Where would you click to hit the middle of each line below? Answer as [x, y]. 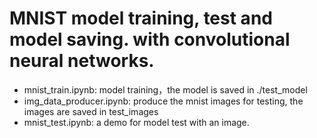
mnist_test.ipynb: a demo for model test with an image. [136, 122]
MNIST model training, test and [141, 18]
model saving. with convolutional [150, 39]
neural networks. [82, 61]
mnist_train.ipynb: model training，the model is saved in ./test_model [165, 89]
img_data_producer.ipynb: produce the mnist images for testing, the [163, 101]
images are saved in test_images [91, 111]
